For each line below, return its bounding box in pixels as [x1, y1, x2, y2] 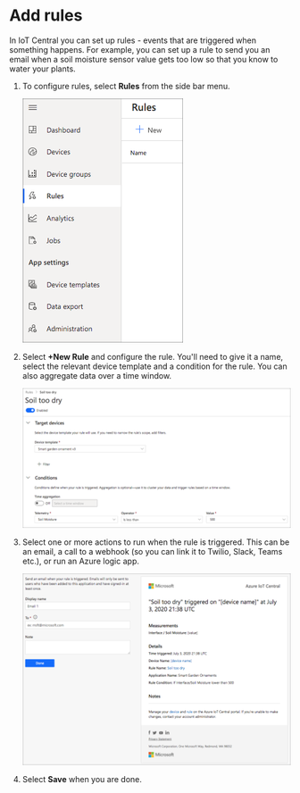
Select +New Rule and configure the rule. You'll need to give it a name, [21, 351, 284, 362]
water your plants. [9, 63, 76, 74]
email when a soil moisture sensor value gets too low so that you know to [9, 54, 279, 64]
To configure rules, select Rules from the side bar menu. [21, 80, 230, 91]
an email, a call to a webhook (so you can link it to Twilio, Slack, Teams [21, 547, 283, 557]
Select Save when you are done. [21, 773, 143, 784]
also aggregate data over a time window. [21, 370, 172, 380]
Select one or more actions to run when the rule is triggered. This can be [21, 537, 290, 547]
